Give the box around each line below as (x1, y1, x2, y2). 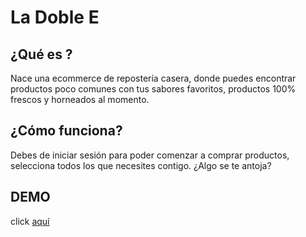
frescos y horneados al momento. (10, 94, 150, 105)
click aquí (10, 215, 50, 227)
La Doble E (10, 6, 100, 29)
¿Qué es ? (10, 46, 73, 63)
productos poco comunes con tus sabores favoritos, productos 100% (10, 83, 297, 95)
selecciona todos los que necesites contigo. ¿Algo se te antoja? (10, 159, 272, 171)
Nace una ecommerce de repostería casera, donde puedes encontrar (10, 72, 297, 84)
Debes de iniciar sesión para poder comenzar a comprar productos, (10, 149, 290, 161)
